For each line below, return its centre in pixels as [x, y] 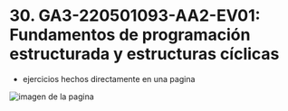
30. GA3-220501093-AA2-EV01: [135, 16]
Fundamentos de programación [130, 35]
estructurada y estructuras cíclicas [144, 54]
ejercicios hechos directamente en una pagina [109, 79]
